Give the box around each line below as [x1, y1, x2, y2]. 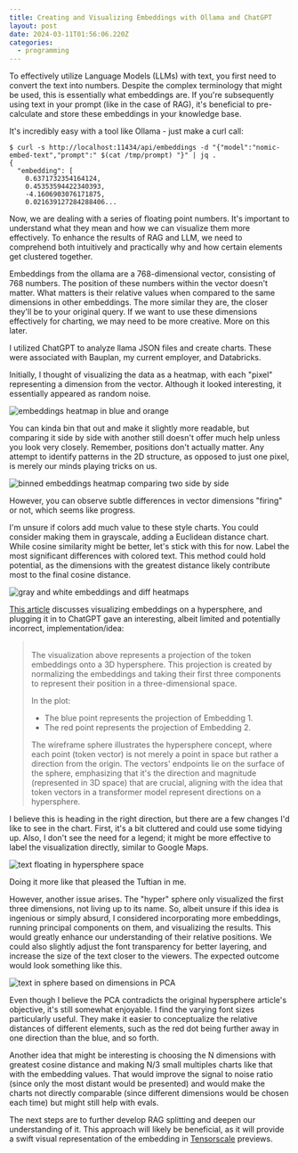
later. [9, 325, 28, 336]
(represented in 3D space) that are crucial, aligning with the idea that [30, 778, 284, 788]
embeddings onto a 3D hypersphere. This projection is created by [30, 659, 273, 670]
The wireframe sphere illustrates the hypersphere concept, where [30, 739, 273, 750]
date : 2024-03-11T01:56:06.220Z [9, 29, 129, 38]
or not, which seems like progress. [9, 505, 136, 515]
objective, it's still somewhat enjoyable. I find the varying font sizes [9, 1004, 255, 1015]
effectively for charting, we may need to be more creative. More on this [9, 316, 270, 326]
